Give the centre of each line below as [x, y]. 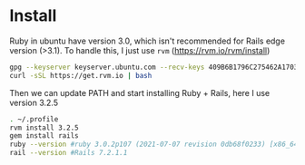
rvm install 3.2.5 [44, 128]
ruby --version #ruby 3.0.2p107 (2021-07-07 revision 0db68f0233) [138, 145]
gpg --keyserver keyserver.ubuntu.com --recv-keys [107, 67]
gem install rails [44, 136]
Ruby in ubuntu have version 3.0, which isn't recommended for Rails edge [148, 41]
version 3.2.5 [34, 102]
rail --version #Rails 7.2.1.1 [69, 153]
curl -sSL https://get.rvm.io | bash [81, 75]
